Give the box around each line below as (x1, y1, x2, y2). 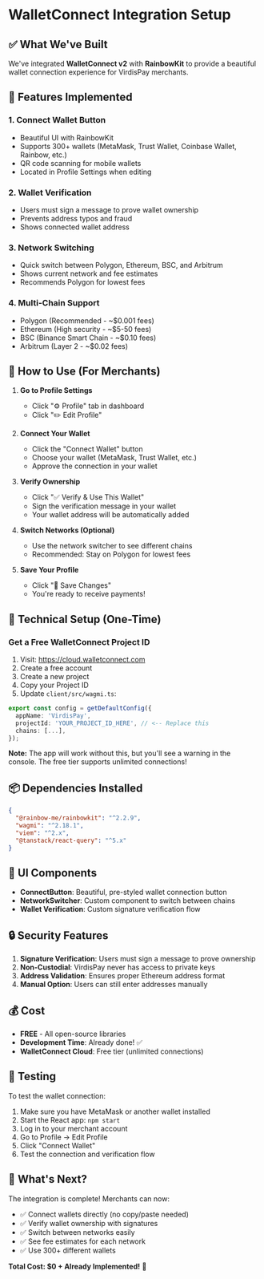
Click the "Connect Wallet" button (31, 444, 144, 454)
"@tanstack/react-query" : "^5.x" (15, 836, 127, 844)
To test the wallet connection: (8, 1091, 106, 1100)
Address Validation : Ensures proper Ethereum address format (19, 971, 226, 981)
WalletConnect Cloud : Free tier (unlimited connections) (19, 1046, 204, 1056)
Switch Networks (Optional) (19, 525, 115, 535)
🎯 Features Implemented (8, 91, 133, 104)
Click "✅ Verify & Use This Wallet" (31, 492, 145, 502)
